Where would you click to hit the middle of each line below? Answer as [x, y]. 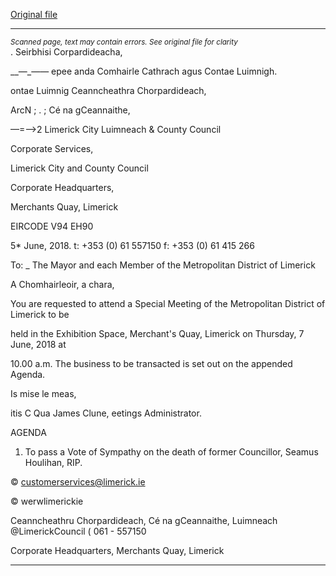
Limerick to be [40, 314]
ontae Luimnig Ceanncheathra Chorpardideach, [108, 90]
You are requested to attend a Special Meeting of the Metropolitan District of [168, 303]
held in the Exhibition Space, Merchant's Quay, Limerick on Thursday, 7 [157, 333]
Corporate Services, [52, 148]
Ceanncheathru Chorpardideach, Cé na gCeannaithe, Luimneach [144, 520]
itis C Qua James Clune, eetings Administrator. [106, 413]
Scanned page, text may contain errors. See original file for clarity [124, 42]
